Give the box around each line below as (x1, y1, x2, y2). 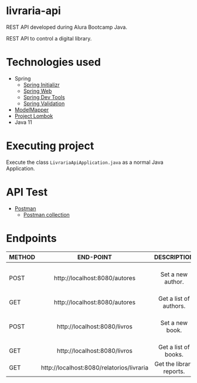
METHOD (9, 253, 36, 261)
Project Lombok (14, 112, 53, 119)
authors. (162, 301, 186, 310)
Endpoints (6, 231, 57, 245)
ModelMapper (14, 106, 49, 113)
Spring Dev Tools (23, 93, 66, 100)
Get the (154, 360, 175, 368)
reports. (163, 367, 185, 375)
